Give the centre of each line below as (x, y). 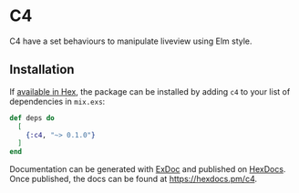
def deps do (32, 118)
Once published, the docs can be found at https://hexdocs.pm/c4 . (134, 179)
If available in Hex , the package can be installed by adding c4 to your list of (150, 91)
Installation (42, 70)
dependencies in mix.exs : (57, 101)
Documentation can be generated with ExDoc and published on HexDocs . (148, 169)
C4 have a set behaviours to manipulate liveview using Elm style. (131, 41)
